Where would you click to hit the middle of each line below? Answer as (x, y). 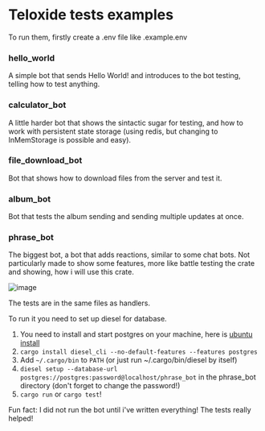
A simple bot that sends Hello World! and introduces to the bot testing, (124, 76)
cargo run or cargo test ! (61, 394)
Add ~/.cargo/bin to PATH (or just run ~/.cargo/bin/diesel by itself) (128, 360)
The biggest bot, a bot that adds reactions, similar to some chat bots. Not (129, 255)
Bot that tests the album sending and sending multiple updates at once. (126, 217)
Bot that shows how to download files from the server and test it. (115, 178)
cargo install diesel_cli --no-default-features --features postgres (139, 352)
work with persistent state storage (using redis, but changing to (113, 131)
